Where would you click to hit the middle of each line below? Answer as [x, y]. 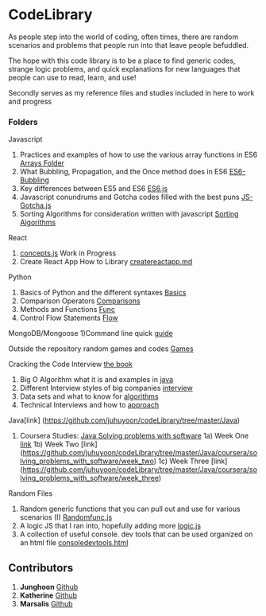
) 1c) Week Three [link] [191, 461]
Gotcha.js [35, 205]
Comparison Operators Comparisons [80, 301]
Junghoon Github [49, 587]
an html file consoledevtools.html [74, 543]
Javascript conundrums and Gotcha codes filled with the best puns [129, 197]
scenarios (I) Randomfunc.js [66, 517]
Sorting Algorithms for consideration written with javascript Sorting [129, 214]
